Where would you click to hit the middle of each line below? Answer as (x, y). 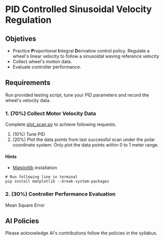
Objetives (21, 39)
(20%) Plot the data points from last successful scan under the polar (84, 139)
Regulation (29, 20)
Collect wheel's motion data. (42, 61)
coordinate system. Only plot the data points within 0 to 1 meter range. (86, 145)
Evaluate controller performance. (47, 67)
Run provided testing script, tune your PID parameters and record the (77, 95)
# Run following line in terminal (42, 177)
